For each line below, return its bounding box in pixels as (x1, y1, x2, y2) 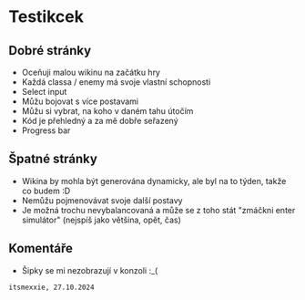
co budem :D (21, 185, 71, 196)
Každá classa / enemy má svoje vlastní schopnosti (21, 77, 211, 88)
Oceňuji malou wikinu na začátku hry (21, 67, 161, 78)
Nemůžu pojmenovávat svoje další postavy (21, 194, 183, 206)
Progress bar (21, 125, 71, 136)
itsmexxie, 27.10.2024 (8, 283, 95, 292)
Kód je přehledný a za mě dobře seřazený (21, 116, 178, 126)
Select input (21, 87, 67, 97)
